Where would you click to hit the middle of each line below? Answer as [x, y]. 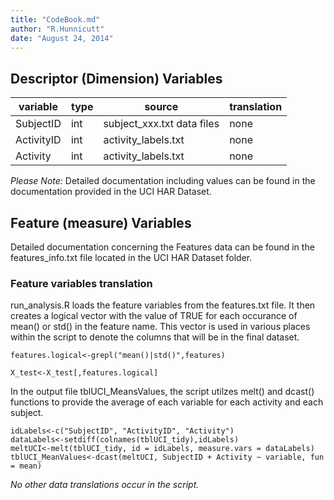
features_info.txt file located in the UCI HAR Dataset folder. [131, 257]
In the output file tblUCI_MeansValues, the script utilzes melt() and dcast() [162, 392]
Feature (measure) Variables [101, 222]
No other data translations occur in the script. [105, 485]
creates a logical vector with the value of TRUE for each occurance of [154, 316]
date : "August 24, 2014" [62, 38]
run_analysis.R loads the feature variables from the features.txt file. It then [163, 305]
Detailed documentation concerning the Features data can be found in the [162, 247]
